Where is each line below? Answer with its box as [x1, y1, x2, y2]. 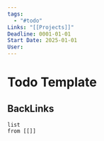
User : [7, 43, 23, 51]
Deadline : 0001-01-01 [7, 30, 71, 38]
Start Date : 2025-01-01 [7, 37, 78, 44]
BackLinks [7, 103, 54, 115]
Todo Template [7, 74, 98, 90]
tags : [7, 10, 23, 18]
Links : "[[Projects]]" [7, 23, 74, 31]
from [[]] [7, 127, 37, 135]
